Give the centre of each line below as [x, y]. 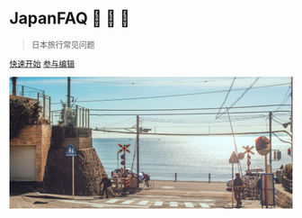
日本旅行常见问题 [63, 44]
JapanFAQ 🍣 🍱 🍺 [70, 18]
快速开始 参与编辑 [42, 63]
